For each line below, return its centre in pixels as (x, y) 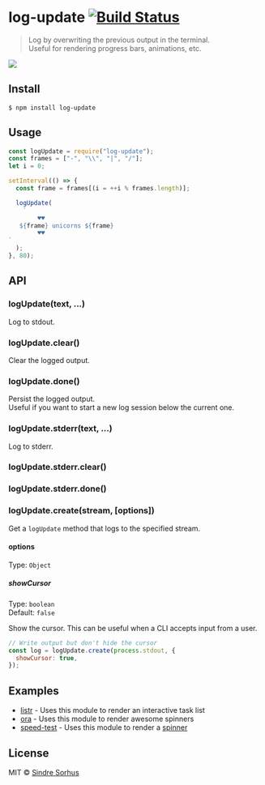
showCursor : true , (47, 658)
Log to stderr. (31, 446)
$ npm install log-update (52, 108)
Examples (34, 691)
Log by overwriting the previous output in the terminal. (119, 40)
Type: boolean (32, 604)
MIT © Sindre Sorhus (44, 772)
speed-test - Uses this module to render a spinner (104, 727)
